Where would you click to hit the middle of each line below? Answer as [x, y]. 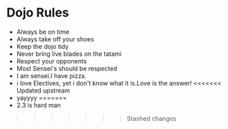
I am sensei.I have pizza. [51, 76]
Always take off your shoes [55, 39]
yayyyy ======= [41, 97]
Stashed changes [152, 118]
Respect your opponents [51, 61]
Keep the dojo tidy [42, 46]
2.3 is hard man [39, 105]
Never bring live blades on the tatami [69, 54]
